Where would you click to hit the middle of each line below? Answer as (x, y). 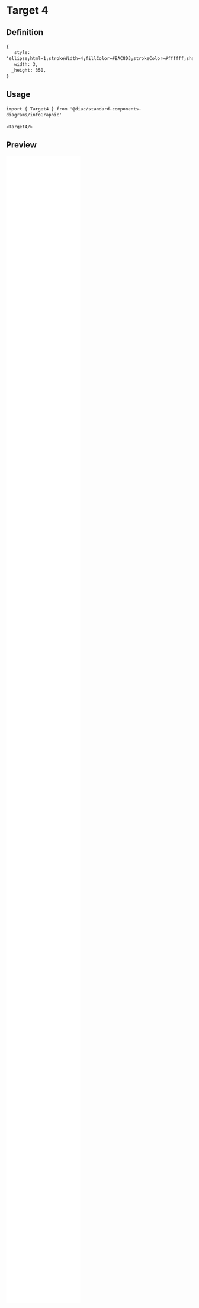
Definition (25, 32)
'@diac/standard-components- (106, 109)
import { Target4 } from (37, 109)
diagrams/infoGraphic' (34, 115)
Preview (22, 145)
